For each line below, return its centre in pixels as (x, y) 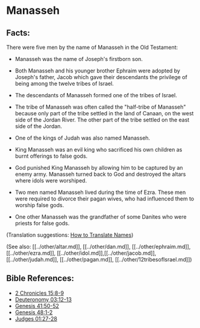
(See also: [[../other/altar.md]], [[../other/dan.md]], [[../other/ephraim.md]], (98, 246)
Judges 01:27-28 (36, 318)
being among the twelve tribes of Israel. (64, 83)
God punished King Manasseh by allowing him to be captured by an (99, 168)
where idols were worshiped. (51, 181)
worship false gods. (39, 205)
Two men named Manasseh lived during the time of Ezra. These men (100, 192)
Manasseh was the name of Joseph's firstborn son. (79, 59)
